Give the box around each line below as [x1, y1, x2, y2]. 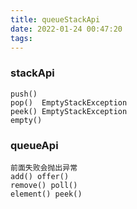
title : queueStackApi [10, 14, 101, 25]
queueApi [10, 138, 59, 152]
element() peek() [10, 189, 83, 199]
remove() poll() [10, 180, 78, 190]
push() [10, 89, 38, 99]
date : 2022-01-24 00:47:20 [10, 24, 123, 34]
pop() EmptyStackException [10, 97, 128, 108]
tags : [10, 33, 33, 43]
